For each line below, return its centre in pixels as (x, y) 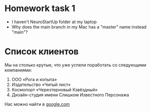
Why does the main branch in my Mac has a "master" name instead (79, 27)
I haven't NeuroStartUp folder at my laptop (54, 22)
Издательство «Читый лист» (41, 84)
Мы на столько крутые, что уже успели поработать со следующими (75, 65)
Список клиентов (42, 52)
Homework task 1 (40, 8)
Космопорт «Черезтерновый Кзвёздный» (55, 89)
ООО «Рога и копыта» (34, 79)
